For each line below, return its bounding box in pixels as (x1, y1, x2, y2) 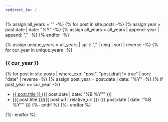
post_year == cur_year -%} (5, 81, 61, 87)
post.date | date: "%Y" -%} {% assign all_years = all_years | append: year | (5, 26, 159, 33)
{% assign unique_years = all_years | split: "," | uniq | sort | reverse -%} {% (5, 41, 159, 48)
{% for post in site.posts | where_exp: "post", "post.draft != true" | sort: (5, 71, 151, 77)
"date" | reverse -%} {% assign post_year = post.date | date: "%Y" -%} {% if (5, 76, 163, 82)
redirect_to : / (5, 7, 37, 13)
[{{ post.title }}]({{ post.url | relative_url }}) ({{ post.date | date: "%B (12, 96, 151, 102)
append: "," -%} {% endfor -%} (5, 32, 69, 38)
